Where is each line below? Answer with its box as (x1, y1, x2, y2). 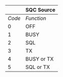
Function (25, 15, 46, 21)
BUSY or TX (25, 55, 54, 62)
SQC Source (25, 6, 55, 13)
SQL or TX (25, 63, 50, 70)
